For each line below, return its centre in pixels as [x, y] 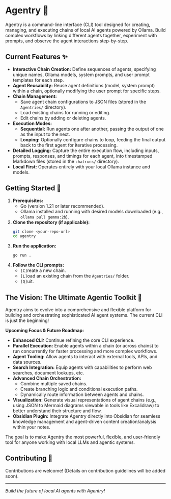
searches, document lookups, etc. [48, 373]
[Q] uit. [27, 281]
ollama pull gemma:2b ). [45, 217]
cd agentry [24, 236]
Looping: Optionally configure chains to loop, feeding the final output [93, 139]
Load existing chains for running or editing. [65, 112]
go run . [22, 255]
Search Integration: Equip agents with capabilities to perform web [82, 367]
